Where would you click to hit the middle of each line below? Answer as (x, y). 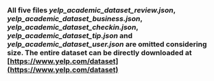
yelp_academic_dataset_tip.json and (70, 35)
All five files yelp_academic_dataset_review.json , (92, 10)
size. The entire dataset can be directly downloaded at (99, 52)
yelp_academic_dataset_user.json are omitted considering (107, 44)
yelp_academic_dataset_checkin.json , (73, 27)
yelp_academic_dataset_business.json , (75, 18)
